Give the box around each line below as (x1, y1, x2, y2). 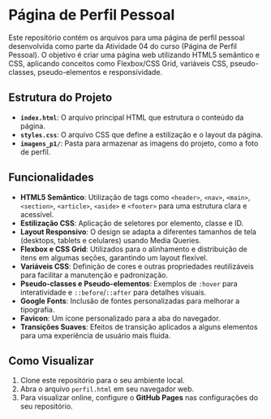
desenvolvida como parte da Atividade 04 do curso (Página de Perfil (8, 41, 238, 50)
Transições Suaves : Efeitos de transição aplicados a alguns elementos (19, 321, 258, 331)
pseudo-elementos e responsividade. (37, 67, 163, 76)
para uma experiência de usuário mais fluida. (19, 330, 171, 340)
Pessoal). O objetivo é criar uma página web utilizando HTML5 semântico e (8, 50, 260, 59)
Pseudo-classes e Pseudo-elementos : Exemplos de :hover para (19, 278, 238, 288)
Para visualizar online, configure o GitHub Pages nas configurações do (19, 393, 258, 403)
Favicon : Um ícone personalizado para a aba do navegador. (19, 313, 221, 323)
